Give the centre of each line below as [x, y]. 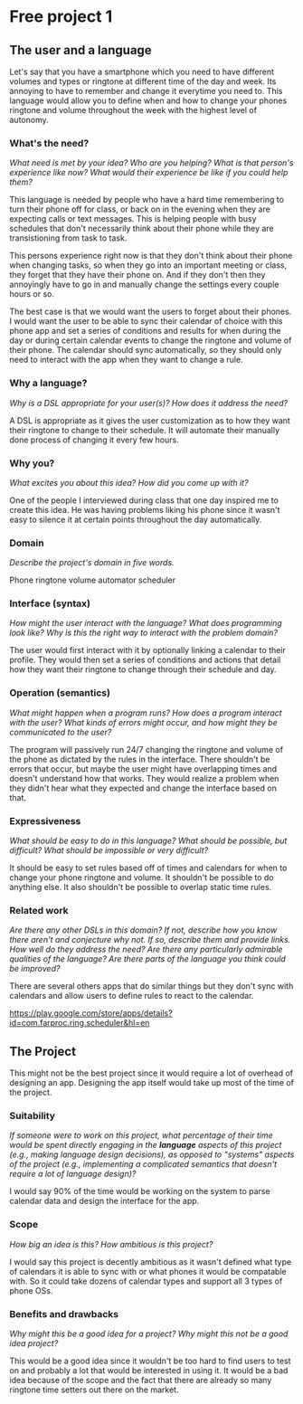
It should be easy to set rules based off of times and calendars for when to [148, 868]
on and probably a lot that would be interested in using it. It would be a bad [149, 1371]
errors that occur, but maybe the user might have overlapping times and [143, 768]
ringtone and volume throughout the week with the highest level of [133, 110]
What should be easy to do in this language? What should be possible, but [148, 841]
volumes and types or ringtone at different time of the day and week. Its [143, 81]
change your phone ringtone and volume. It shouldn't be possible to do [142, 877]
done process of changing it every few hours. [94, 440]
